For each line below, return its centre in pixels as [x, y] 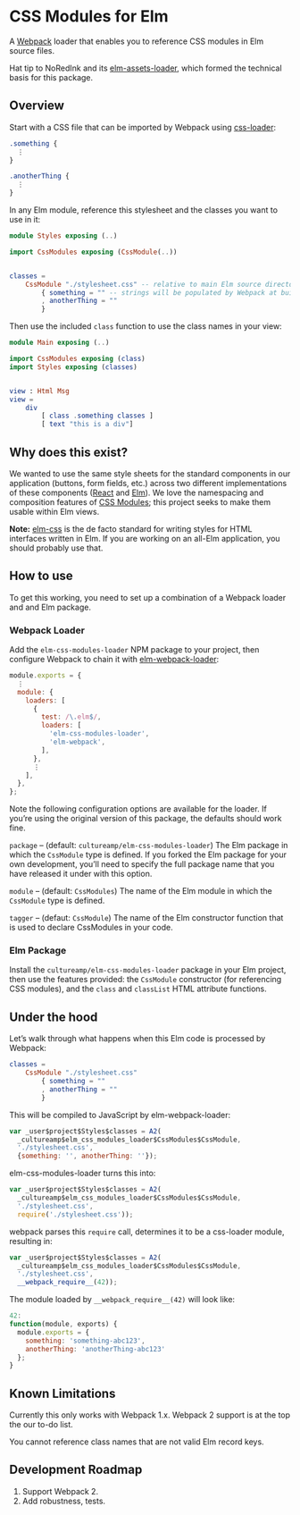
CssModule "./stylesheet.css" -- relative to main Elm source [143, 284]
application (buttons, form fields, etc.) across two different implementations [148, 483]
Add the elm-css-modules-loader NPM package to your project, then [134, 650]
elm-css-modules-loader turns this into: [83, 1174]
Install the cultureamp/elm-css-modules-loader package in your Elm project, [148, 970]
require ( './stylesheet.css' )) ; [75, 1214]
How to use [41, 576]
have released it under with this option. [81, 874]
